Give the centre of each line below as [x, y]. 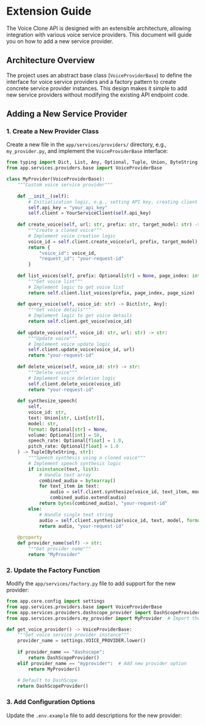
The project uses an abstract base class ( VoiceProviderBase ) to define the [99, 75]
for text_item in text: [69, 486]
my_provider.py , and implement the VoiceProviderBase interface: [87, 151]
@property [30, 537]
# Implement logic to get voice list [76, 287]
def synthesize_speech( [48, 401]
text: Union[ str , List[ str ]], [67, 418]
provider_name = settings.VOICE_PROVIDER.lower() [82, 641]
